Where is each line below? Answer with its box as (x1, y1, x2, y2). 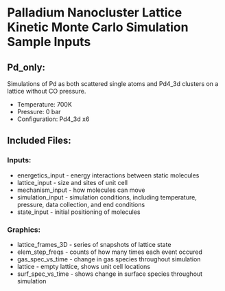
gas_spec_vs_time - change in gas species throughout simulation (16, 255, 201, 263)
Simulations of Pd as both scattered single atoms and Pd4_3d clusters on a (7, 80, 219, 87)
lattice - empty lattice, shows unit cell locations (16, 262, 151, 270)
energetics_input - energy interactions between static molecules (16, 171, 200, 180)
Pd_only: (7, 61, 46, 73)
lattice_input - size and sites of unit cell (16, 178, 128, 186)
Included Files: (7, 135, 72, 147)
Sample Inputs (7, 34, 91, 50)
